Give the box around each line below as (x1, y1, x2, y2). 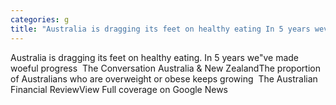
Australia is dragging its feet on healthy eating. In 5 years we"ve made (10, 51, 300, 63)
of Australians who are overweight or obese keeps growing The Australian (10, 72, 318, 85)
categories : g (10, 14, 70, 25)
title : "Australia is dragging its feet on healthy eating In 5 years (10, 24, 311, 34)
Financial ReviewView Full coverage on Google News (10, 83, 229, 95)
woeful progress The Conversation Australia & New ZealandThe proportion (10, 62, 321, 74)
